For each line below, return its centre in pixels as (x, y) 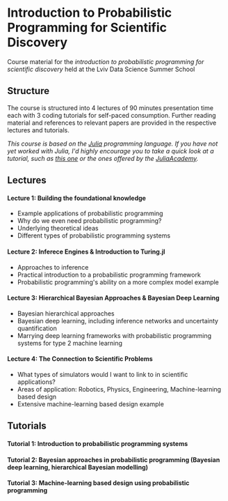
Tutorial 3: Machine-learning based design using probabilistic (98, 483)
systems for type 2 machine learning (70, 343)
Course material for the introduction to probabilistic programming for (106, 61)
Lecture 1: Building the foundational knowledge (76, 198)
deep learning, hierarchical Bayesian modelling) (78, 467)
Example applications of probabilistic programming (90, 213)
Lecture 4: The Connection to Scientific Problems (80, 359)
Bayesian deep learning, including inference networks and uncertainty (118, 321)
